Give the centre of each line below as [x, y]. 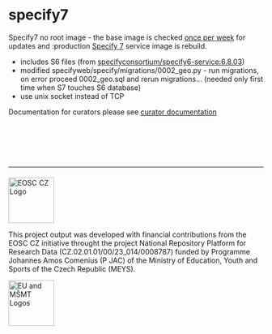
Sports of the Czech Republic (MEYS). [72, 268]
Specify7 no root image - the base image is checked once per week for [127, 37]
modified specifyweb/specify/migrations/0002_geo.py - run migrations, [139, 70]
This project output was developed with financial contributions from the [127, 234]
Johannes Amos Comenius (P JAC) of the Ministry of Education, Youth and [133, 260]
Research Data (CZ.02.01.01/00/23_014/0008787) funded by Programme [130, 251]
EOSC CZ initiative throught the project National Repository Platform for [127, 243]
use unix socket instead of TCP [72, 96]
